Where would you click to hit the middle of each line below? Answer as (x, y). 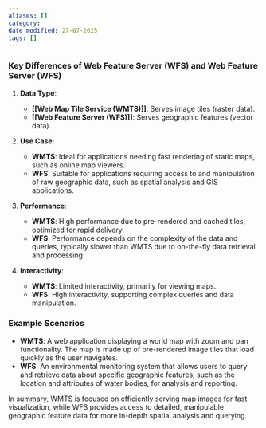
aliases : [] (28, 16)
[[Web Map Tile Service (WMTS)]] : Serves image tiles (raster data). (143, 108)
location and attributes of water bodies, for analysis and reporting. (128, 383)
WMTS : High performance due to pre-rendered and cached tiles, (138, 221)
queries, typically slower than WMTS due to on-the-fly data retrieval (144, 246)
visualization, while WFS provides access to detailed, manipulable (116, 406)
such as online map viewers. (78, 165)
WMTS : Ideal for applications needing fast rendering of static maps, (143, 156)
